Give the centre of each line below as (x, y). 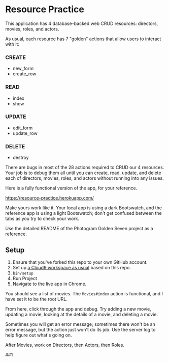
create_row (24, 74)
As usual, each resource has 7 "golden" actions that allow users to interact (83, 39)
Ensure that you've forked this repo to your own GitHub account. (80, 262)
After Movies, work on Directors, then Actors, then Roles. (65, 345)
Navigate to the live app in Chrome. (49, 284)
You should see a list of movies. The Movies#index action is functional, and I (84, 293)
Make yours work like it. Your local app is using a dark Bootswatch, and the (84, 208)
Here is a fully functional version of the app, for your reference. (71, 188)
